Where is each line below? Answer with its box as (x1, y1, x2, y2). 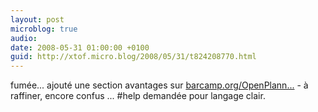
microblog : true (10, 24, 78, 34)
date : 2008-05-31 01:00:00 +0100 (10, 42, 150, 53)
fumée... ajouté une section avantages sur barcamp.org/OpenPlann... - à (10, 79, 309, 91)
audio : (10, 33, 38, 43)
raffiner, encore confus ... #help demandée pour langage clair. (10, 90, 266, 102)
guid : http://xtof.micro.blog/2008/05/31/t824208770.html (10, 52, 257, 62)
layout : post (10, 14, 65, 25)
